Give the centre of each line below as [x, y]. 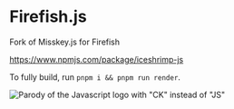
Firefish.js [49, 17]
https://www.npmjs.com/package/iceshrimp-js [97, 59]
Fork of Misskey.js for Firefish [65, 42]
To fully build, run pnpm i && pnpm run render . [95, 77]
